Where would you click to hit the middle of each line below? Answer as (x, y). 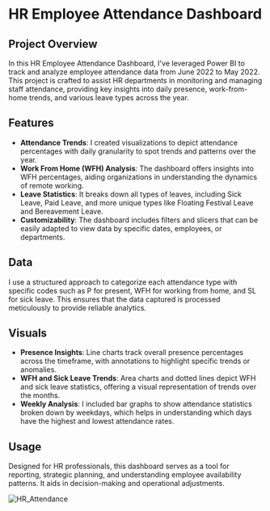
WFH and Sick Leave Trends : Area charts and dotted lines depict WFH (138, 378)
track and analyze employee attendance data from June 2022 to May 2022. (134, 72)
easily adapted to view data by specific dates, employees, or (121, 228)
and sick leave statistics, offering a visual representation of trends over (138, 387)
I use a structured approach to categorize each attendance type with (123, 282)
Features (31, 123)
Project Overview (53, 44)
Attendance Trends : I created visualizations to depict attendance (129, 142)
